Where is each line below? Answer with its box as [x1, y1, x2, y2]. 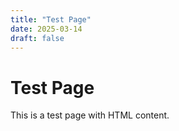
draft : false [10, 33, 65, 43]
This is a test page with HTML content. [10, 109, 170, 121]
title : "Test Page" [10, 14, 92, 25]
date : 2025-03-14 [10, 24, 83, 34]
